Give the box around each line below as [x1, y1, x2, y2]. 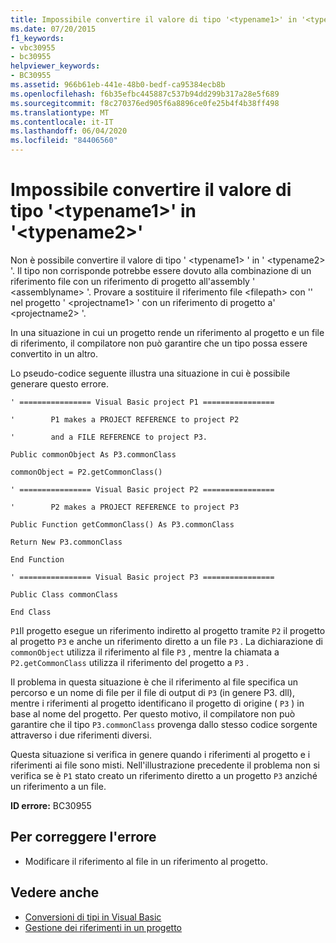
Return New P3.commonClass [10, 537, 123, 547]
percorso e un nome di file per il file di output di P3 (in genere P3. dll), [10, 686, 295, 698]
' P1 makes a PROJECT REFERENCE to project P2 [10, 414, 240, 425]
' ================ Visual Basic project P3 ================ [10, 572, 275, 582]
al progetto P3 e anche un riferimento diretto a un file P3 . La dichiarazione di [10, 635, 323, 647]
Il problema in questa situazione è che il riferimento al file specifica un [10, 676, 299, 688]
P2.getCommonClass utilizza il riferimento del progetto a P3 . [10, 656, 249, 668]
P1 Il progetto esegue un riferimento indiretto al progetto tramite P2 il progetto [10, 624, 326, 636]
